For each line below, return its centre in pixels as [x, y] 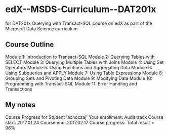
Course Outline [30, 45]
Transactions [19, 89]
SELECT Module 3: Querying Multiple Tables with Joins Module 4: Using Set [85, 62]
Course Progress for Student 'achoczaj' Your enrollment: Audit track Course [84, 117]
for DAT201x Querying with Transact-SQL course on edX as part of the [79, 23]
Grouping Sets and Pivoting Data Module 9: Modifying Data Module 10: [79, 78]
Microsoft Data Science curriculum [41, 28]
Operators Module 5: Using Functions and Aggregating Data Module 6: [79, 67]
